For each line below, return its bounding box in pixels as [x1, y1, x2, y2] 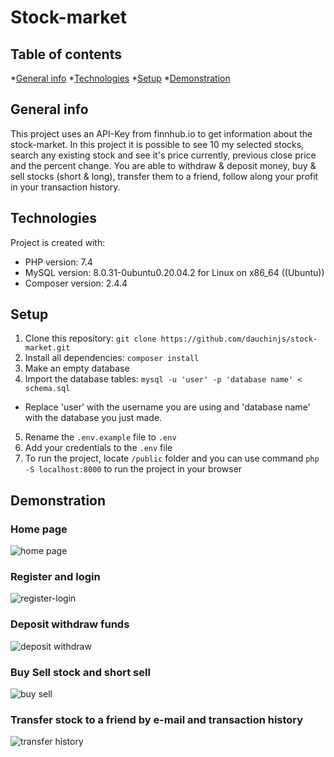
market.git [24, 343, 71, 353]
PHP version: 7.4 [24, 256, 93, 268]
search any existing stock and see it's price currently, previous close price [10, 149, 317, 161]
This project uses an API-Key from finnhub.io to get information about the [10, 127, 313, 140]
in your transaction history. [10, 181, 121, 193]
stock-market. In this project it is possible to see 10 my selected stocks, [10, 138, 305, 150]
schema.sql [24, 384, 71, 394]
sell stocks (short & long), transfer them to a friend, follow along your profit [10, 170, 319, 182]
